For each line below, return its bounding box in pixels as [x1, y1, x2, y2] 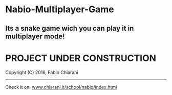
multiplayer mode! [5, 32, 65, 40]
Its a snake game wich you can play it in [5, 24, 134, 33]
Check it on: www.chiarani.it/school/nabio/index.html [5, 84, 117, 90]
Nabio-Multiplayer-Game [5, 4, 114, 15]
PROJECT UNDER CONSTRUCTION [5, 52, 157, 64]
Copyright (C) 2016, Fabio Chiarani [5, 69, 78, 75]
